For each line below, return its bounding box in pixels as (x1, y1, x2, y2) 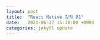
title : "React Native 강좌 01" (6, 14, 85, 20)
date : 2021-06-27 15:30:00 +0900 (6, 19, 95, 25)
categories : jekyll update (6, 25, 73, 31)
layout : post (6, 8, 39, 15)
